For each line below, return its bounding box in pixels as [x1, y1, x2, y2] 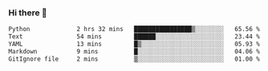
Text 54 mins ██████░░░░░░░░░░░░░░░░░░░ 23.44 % [8, 33, 261, 41]
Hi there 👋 [8, 7, 48, 18]
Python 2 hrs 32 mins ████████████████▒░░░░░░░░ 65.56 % [8, 26, 261, 34]
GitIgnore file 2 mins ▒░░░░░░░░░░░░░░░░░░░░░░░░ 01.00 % [8, 55, 261, 63]
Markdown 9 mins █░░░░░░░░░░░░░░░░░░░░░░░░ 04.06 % [8, 47, 261, 55]
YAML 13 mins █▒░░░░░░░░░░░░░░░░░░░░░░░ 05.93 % [8, 40, 261, 49]
